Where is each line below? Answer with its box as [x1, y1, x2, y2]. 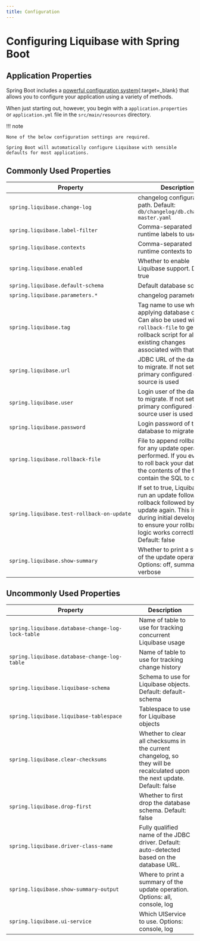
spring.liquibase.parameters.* [9, 292, 98, 299]
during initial [137, 514, 173, 522]
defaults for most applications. [6, 150, 89, 156]
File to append [137, 437, 178, 445]
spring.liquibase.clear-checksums [9, 756, 107, 763]
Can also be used [137, 316, 187, 324]
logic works [137, 529, 171, 537]
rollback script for [137, 331, 187, 339]
